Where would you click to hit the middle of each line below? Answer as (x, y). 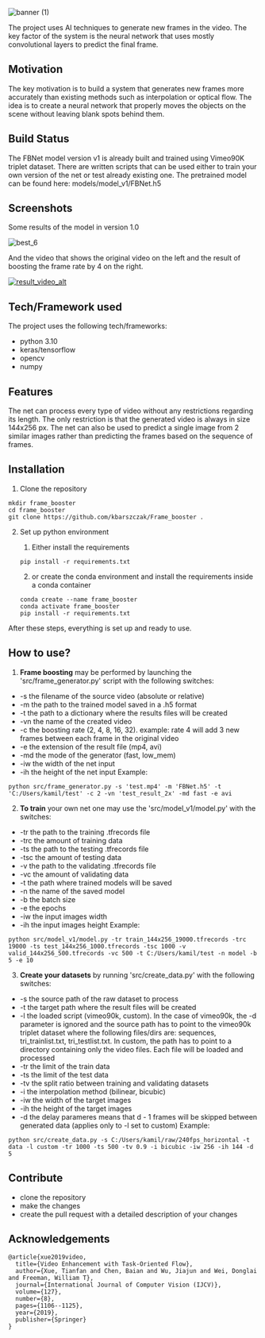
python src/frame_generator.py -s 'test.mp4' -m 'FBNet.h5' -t (115, 786)
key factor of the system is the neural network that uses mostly (111, 36)
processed (37, 1058)
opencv (32, 358)
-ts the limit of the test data (64, 1074)
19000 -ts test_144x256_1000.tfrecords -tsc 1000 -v (97, 946)
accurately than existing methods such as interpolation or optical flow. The (130, 97)
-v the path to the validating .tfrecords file (88, 866)
